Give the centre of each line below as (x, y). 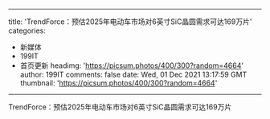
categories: (27, 30)
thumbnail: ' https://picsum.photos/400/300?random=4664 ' (119, 83)
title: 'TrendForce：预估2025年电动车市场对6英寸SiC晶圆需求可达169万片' (130, 22)
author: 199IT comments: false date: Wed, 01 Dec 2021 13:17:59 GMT (133, 74)
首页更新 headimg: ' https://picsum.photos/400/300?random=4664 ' (131, 65)
